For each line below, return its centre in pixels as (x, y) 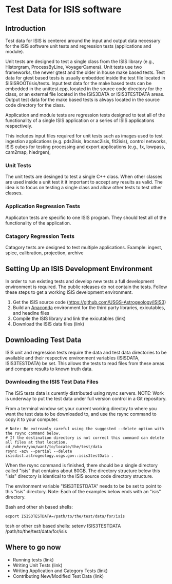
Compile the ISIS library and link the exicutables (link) (69, 318)
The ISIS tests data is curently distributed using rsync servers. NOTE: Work (85, 393)
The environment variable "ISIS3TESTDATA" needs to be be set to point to (83, 486)
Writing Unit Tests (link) (37, 565)
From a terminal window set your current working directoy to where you (81, 408)
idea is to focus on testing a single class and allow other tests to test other (84, 188)
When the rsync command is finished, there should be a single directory (82, 465)
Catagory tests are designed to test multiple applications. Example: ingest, (84, 247)
